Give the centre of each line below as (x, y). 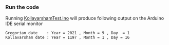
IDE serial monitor (24, 24)
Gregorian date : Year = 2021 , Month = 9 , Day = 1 (68, 33)
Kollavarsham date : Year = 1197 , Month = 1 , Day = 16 (68, 38)
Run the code (22, 7)
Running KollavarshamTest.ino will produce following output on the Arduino (85, 18)
